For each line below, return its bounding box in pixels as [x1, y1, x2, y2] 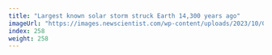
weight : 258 [8, 34, 49, 43]
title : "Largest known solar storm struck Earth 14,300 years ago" [8, 11, 241, 20]
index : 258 [8, 27, 45, 35]
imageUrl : [8, 19, 42, 27]
